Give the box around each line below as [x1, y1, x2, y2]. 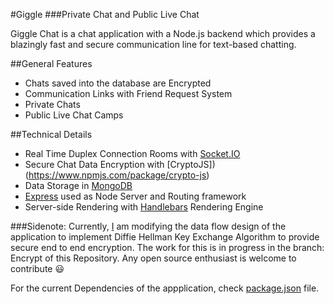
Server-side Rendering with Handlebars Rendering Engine [24, 201, 264, 213]
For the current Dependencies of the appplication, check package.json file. [10, 282, 320, 294]
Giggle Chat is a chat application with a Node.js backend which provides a [10, 28, 316, 39]
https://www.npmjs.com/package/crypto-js [28, 169, 207, 181]
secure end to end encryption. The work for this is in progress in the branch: [10, 242, 325, 253]
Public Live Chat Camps [24, 109, 124, 121]
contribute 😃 [10, 263, 65, 274]
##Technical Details [10, 129, 93, 140]
